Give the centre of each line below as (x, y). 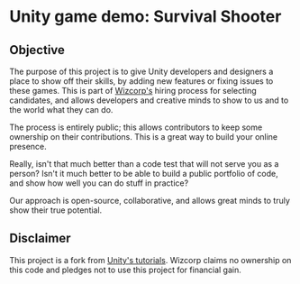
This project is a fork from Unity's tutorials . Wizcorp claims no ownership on (150, 260)
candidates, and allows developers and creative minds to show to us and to (149, 100)
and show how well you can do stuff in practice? (99, 183)
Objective (37, 50)
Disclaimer (40, 238)
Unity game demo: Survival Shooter (145, 17)
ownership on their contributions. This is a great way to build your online (144, 137)
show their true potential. (56, 210)
